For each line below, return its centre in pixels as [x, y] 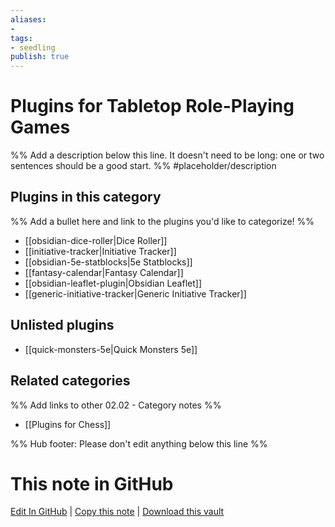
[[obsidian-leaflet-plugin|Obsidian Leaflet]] [113, 283]
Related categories [70, 381]
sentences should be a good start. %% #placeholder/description [143, 166]
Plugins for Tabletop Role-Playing [152, 106]
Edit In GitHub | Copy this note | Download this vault [117, 512]
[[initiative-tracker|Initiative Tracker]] [100, 251]
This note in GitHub [92, 483]
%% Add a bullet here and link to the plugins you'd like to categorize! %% [162, 221]
